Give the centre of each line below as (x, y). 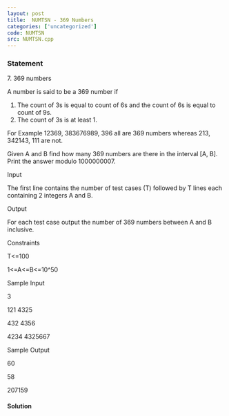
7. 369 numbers (29, 78)
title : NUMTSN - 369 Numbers (51, 20)
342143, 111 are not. (35, 141)
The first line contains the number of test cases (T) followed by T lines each (115, 188)
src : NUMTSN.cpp (30, 39)
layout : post (26, 13)
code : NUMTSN (26, 33)
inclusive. (21, 229)
